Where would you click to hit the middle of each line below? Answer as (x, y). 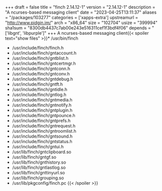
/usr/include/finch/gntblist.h (40, 58)
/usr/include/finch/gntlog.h (39, 95)
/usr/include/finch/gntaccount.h (44, 53)
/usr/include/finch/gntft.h (37, 84)
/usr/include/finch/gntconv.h (41, 74)
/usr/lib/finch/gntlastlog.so (39, 167)
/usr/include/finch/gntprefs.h (41, 120)
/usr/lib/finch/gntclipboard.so (42, 152)
